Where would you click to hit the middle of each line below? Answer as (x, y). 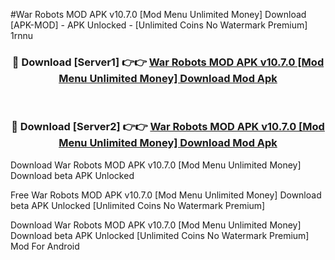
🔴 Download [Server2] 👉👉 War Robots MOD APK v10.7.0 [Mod (168, 127)
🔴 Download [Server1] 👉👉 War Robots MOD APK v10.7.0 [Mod (168, 62)
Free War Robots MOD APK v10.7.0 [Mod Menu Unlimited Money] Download (166, 195)
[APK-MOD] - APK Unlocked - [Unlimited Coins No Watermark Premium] (159, 25)
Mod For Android (45, 246)
